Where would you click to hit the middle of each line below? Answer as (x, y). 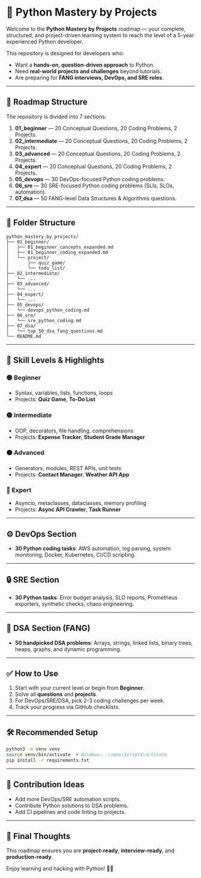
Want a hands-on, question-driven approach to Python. (85, 65)
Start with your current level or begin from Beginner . (80, 688)
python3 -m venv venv (33, 749)
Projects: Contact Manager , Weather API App (72, 474)
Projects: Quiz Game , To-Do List (55, 399)
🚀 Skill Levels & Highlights (55, 360)
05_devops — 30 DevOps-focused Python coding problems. (90, 179)
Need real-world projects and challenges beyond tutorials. (88, 71)
